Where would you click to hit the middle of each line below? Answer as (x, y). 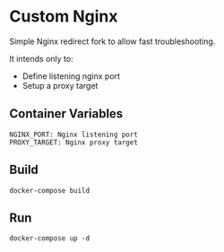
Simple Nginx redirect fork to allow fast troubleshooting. (112, 41)
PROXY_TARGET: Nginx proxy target (74, 142)
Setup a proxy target (60, 85)
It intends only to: (41, 58)
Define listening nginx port (71, 76)
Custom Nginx (64, 17)
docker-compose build (50, 190)
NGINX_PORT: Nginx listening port (74, 135)
